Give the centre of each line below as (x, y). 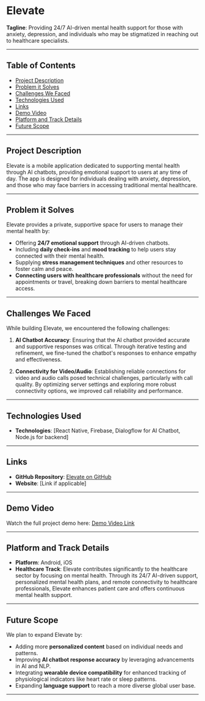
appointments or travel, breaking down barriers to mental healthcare (101, 282)
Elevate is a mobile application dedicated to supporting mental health (93, 165)
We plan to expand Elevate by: (44, 635)
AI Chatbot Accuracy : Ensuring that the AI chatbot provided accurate (103, 340)
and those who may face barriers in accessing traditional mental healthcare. (102, 185)
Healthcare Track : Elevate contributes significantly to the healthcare (101, 569)
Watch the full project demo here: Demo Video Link (71, 523)
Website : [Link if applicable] (51, 483)
